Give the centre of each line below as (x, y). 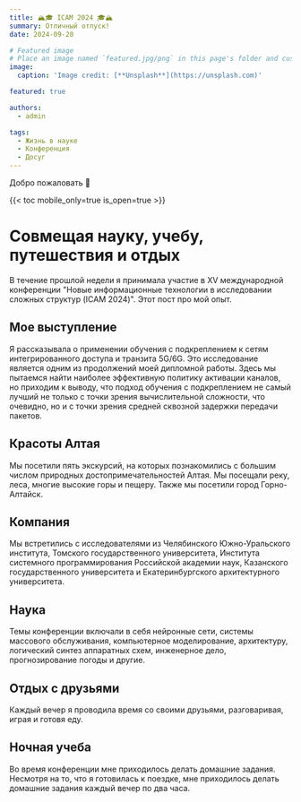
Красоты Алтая (55, 444)
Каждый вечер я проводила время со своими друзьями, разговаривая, (146, 710)
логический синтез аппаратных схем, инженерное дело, (118, 651)
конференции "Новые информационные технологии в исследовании (141, 289)
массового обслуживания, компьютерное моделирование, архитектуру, (149, 641)
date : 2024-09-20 (42, 34)
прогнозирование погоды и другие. (77, 660)
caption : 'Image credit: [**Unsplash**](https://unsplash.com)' (140, 76)
